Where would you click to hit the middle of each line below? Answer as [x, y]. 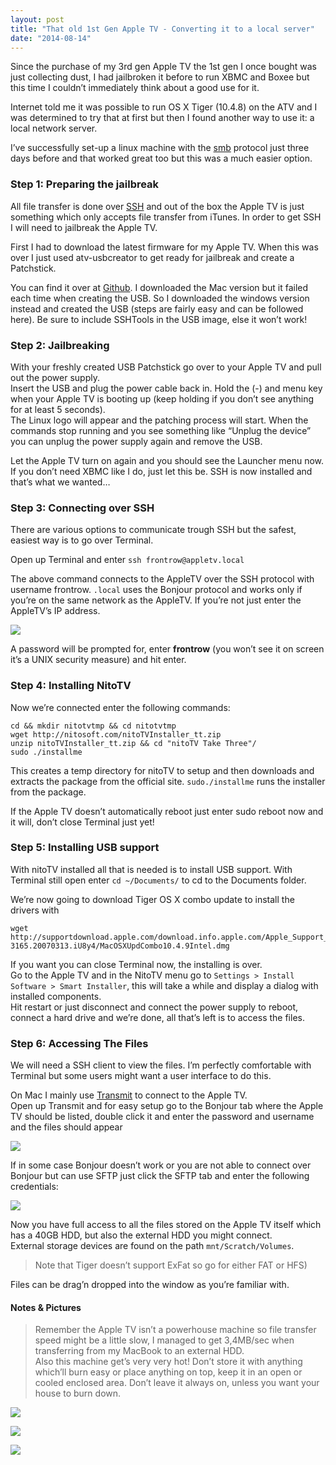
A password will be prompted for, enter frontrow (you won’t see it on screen [167, 649]
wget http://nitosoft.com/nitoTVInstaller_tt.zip [116, 734]
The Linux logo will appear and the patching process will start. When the [159, 420]
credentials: [34, 1187]
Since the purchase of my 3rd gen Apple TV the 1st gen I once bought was [163, 67]
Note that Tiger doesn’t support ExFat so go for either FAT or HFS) [171, 1265]
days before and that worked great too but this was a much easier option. [161, 158]
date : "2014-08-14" [51, 38]
